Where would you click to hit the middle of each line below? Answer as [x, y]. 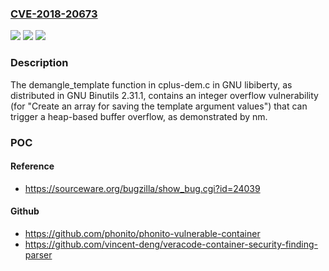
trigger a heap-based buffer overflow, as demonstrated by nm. [139, 116]
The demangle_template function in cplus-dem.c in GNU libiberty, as [151, 84]
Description [39, 63]
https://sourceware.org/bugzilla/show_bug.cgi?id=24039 [142, 188]
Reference [32, 166]
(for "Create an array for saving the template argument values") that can [159, 106]
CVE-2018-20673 [54, 14]
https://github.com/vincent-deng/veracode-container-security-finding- [171, 244]
